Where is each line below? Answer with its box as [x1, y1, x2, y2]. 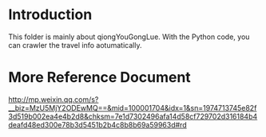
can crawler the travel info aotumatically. [8, 40, 142, 49]
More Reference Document [8, 68, 192, 87]
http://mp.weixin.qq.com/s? [8, 94, 99, 104]
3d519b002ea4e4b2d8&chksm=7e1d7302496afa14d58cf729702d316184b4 [8, 112, 258, 121]
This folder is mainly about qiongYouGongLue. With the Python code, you [8, 32, 250, 41]
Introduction [8, 6, 93, 24]
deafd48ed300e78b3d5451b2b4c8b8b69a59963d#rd [8, 119, 187, 129]
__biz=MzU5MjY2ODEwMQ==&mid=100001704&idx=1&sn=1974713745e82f [8, 103, 257, 112]
